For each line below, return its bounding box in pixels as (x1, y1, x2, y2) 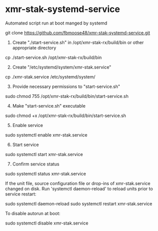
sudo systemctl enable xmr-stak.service (5, 131, 88, 138)
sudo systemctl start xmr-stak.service (5, 151, 83, 157)
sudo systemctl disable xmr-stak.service (5, 220, 89, 226)
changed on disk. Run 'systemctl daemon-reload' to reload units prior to (5, 185, 153, 191)
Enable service (12, 122, 43, 128)
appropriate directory (12, 44, 56, 50)
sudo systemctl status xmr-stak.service (5, 170, 86, 176)
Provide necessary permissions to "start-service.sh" (12, 83, 121, 89)
